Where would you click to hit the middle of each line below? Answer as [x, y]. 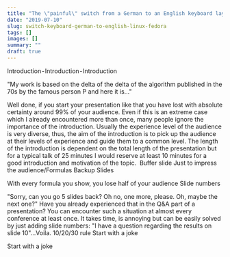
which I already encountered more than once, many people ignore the [105, 119]
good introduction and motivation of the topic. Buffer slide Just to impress [112, 163]
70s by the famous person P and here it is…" [69, 91]
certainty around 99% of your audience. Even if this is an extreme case [107, 112]
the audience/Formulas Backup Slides [61, 170]
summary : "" [24, 45]
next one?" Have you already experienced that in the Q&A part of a [101, 204]
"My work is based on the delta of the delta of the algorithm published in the [115, 84]
